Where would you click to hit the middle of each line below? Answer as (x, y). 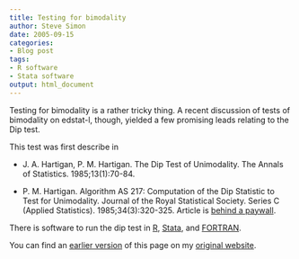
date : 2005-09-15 (42, 34)
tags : (19, 59)
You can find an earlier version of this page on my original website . (133, 245)
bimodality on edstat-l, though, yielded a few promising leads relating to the (149, 120)
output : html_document (52, 85)
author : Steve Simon (48, 26)
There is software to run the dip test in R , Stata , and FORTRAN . (126, 228)
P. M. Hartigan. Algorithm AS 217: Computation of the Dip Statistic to (149, 191)
